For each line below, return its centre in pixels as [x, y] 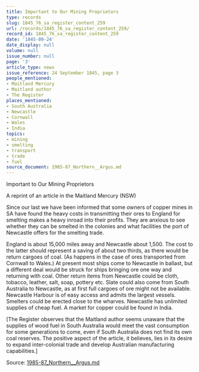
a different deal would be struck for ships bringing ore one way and [89, 270]
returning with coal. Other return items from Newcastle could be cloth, [93, 276]
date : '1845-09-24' [30, 39]
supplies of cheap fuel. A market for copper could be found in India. [90, 308]
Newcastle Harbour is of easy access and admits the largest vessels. [91, 295]
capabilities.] [22, 351]
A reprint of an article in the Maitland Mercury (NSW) [71, 196]
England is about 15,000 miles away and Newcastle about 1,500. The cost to [99, 244]
